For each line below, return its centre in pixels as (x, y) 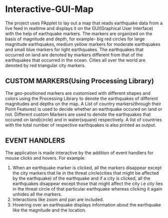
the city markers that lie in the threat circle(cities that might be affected (85, 173)
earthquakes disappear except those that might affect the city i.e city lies (87, 184)
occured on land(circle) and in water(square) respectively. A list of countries (84, 119)
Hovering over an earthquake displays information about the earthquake (87, 205)
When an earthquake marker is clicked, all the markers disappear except (87, 168)
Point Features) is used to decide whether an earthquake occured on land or (84, 109)
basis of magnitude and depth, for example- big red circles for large (75, 39)
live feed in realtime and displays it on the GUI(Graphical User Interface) (79, 28)
